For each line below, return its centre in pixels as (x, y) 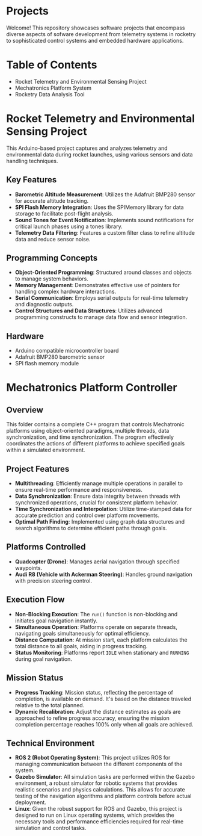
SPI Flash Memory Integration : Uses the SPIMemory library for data (99, 207)
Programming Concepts (52, 258)
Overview (25, 410)
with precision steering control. (53, 581)
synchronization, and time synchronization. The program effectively (90, 437)
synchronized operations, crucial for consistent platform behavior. (96, 503)
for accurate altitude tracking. (52, 200)
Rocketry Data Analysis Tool (50, 94)
